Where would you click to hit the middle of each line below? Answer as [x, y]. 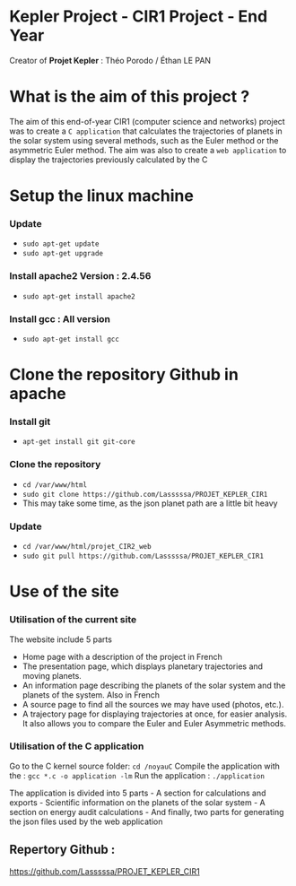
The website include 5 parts [61, 639]
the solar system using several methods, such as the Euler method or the [144, 140]
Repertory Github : [62, 850]
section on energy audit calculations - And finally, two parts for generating [147, 812]
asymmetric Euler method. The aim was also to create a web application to [148, 150]
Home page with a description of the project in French [122, 656]
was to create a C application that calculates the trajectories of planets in [146, 131]
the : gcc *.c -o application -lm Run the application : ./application [137, 775]
